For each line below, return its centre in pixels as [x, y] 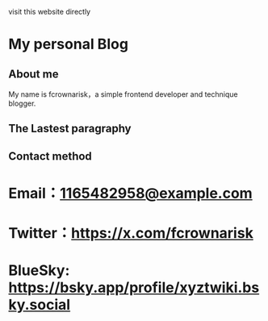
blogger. [22, 103]
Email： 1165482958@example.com [130, 193]
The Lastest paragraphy [70, 129]
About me [33, 74]
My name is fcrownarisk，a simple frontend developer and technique [123, 94]
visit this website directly [50, 12]
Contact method [50, 156]
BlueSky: [39, 271]
